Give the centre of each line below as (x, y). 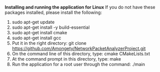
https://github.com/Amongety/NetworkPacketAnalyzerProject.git (79, 48)
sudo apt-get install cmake (39, 33)
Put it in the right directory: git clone (49, 43)
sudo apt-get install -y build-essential (51, 27)
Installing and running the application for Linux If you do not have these (80, 7)
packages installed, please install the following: (53, 12)
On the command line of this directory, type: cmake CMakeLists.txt (81, 54)
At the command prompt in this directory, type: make (66, 59)
